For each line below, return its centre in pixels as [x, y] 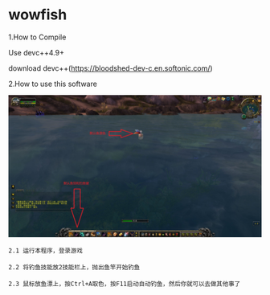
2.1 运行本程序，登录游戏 [45, 251]
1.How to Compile [37, 37]
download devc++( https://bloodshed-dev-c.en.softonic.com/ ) [110, 68]
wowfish [38, 15]
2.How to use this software [53, 84]
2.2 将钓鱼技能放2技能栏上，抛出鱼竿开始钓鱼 [74, 268]
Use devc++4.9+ [36, 52]
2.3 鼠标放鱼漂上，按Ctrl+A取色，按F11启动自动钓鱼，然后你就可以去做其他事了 [125, 284]
